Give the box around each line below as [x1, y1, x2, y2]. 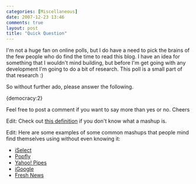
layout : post [6, 25, 38, 31]
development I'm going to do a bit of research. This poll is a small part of [6, 65, 183, 73]
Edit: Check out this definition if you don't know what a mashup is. [6, 117, 167, 124]
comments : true [6, 19, 44, 25]
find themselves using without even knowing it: [6, 135, 121, 142]
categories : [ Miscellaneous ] [6, 8, 78, 15]
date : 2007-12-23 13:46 [6, 14, 65, 20]
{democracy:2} [6, 95, 43, 102]
